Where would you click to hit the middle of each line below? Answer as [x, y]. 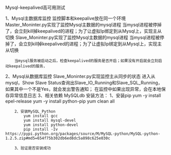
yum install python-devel [51, 125]
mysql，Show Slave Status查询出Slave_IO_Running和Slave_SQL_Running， [84, 83]
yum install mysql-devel [50, 120]
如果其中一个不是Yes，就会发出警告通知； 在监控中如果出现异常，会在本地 [83, 89]
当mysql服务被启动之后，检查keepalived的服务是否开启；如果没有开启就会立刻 [87, 61]
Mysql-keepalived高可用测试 [35, 7]
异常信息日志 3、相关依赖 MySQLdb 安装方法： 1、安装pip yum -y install [85, 95]
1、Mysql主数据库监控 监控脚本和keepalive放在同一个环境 [66, 18]
